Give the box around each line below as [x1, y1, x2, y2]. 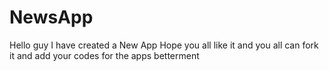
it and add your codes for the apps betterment [9, 49, 200, 61]
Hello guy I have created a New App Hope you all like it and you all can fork [9, 39, 319, 51]
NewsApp [9, 6, 94, 29]
